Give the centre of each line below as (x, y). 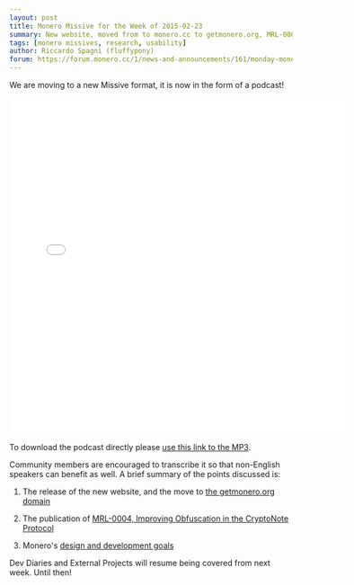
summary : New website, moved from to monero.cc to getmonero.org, (136, 34)
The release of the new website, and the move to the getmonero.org (149, 492)
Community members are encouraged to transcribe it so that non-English (145, 465)
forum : (22, 59)
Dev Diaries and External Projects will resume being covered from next (140, 563)
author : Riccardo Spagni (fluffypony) (82, 51)
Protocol (38, 528)
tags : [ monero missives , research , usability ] (98, 43)
